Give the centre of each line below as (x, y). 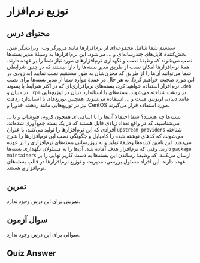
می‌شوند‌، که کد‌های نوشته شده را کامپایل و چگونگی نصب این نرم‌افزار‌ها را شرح (95, 136)
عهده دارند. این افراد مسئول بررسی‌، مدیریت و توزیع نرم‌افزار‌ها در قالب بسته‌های (96, 161)
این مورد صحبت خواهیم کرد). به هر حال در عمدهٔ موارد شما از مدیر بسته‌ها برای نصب (101, 80)
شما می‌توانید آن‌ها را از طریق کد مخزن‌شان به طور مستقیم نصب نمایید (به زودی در (99, 73)
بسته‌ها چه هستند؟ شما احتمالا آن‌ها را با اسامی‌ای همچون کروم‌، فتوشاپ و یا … (94, 116)
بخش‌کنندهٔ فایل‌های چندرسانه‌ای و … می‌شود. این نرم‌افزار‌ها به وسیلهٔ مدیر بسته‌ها (97, 54)
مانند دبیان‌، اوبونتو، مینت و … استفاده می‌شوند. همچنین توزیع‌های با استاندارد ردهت (98, 98)
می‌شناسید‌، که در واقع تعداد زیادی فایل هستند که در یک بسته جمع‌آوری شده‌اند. (93, 123)
